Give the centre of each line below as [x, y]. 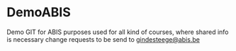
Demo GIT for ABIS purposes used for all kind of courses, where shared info [118, 32]
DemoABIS [39, 12]
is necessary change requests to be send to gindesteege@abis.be [103, 39]
